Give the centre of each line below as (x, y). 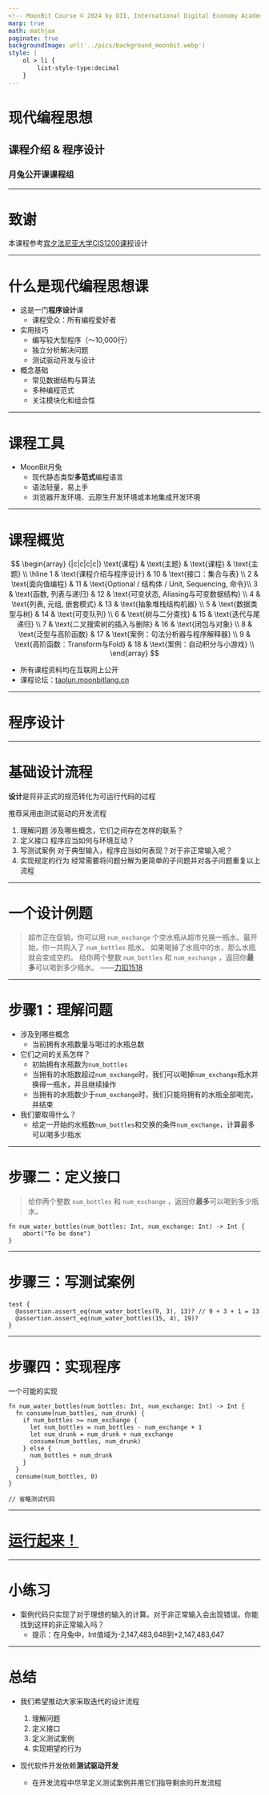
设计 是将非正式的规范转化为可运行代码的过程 (82, 797)
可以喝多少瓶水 (56, 1134)
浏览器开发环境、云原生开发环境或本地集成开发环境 (116, 497)
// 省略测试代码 (32, 1499)
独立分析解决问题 (60, 350)
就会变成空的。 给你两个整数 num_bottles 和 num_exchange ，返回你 (137, 957)
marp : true (26, 23)
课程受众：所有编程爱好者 (74, 320)
